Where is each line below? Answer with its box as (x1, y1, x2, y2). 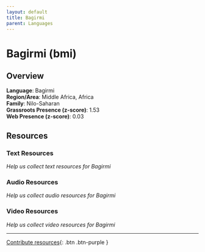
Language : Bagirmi (6, 87, 55, 95)
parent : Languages (6, 20, 53, 26)
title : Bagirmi (6, 15, 45, 21)
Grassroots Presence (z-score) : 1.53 (6, 106, 99, 113)
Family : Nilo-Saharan (6, 100, 60, 107)
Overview (6, 71, 45, 81)
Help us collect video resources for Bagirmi (6, 221, 115, 228)
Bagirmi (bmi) (6, 46, 77, 60)
